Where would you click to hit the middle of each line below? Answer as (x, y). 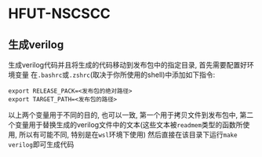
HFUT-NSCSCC (60, 14)
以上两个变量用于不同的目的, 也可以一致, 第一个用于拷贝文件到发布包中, (123, 115)
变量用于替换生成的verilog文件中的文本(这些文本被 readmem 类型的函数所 (129, 125)
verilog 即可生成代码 (41, 144)
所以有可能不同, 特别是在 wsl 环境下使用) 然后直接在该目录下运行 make (128, 135)
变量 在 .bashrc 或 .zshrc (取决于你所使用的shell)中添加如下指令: (115, 75)
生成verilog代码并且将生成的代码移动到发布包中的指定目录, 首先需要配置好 (127, 65)
